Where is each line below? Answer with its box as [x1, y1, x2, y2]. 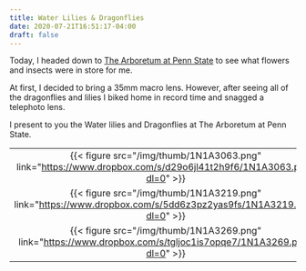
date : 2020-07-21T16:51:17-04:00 [9, 22, 137, 31]
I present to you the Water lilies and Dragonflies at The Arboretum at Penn [9, 119, 287, 130]
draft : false [9, 30, 59, 39]
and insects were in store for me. [9, 65, 133, 75]
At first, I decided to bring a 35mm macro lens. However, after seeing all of [9, 83, 289, 94]
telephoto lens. [9, 102, 66, 113]
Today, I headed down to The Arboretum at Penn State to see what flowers [9, 55, 290, 66]
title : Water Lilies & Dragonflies [9, 13, 145, 23]
